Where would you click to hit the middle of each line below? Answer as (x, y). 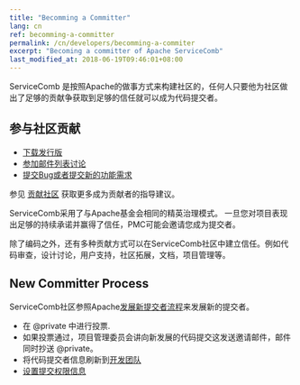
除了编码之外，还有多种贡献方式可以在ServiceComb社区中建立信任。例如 (145, 243)
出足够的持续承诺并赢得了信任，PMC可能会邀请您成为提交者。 (125, 224)
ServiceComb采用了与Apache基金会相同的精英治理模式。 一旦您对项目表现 (149, 213)
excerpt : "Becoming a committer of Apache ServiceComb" (116, 51)
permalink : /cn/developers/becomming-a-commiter (102, 43)
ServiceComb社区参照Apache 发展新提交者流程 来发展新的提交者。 (132, 307)
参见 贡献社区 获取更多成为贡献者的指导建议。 (95, 194)
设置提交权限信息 (54, 371)
